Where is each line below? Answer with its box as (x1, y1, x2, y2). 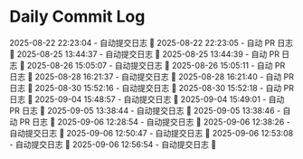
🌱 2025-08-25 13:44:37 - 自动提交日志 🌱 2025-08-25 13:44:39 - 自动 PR (9, 48, 280, 60)
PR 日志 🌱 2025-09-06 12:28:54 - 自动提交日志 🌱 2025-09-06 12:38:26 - (19, 116, 291, 127)
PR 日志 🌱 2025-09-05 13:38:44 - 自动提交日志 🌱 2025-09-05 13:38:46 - (9, 105, 281, 116)
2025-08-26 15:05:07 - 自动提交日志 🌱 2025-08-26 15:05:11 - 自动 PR (26, 60, 286, 70)
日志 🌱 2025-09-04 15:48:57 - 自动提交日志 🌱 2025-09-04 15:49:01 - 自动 (9, 93, 285, 105)
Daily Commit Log (9, 6, 146, 27)
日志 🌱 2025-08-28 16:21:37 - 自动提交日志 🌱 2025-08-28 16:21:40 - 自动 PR (9, 70, 294, 82)
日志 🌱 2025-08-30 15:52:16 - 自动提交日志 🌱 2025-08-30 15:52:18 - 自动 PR (9, 82, 294, 93)
